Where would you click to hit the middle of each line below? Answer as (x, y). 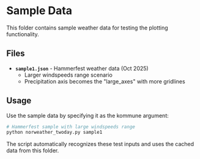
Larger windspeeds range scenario (69, 75)
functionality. (23, 34)
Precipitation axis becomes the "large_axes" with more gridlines (105, 81)
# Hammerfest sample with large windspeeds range (71, 126)
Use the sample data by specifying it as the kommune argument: (88, 115)
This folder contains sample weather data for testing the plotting (87, 28)
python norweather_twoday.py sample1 (54, 133)
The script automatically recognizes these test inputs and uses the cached (100, 144)
